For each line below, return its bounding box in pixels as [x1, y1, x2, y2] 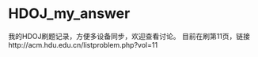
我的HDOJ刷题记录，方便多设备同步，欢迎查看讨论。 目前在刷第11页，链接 [8, 31, 251, 41]
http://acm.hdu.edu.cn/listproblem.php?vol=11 [8, 40, 158, 49]
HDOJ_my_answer [8, 5, 131, 23]
